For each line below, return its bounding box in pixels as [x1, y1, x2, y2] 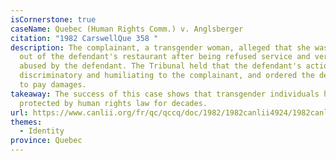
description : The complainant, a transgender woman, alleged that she [10, 42, 311, 53]
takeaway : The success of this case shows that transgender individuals [10, 89, 320, 99]
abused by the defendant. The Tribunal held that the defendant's [19, 61, 302, 71]
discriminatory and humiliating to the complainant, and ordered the [19, 71, 315, 81]
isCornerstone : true [10, 14, 97, 25]
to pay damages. [19, 80, 87, 90]
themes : [10, 117, 43, 127]
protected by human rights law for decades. [19, 98, 208, 108]
